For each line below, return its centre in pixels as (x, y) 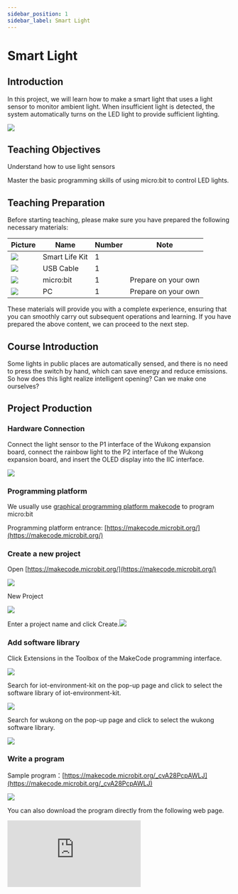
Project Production (50, 409)
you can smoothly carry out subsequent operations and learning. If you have (119, 317)
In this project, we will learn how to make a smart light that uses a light (110, 99)
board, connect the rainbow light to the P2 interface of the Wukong (106, 452)
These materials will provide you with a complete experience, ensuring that (117, 309)
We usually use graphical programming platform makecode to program (111, 506)
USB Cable (61, 268)
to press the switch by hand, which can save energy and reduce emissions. (118, 371)
